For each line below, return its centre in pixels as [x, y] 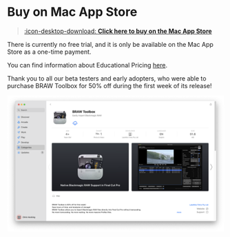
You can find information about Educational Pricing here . [87, 65]
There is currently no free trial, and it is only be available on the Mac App [110, 44]
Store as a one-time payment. [49, 52]
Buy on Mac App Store [72, 12]
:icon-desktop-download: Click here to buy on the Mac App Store [118, 31]
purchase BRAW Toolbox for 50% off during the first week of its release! [109, 85]
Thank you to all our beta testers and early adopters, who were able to [107, 78]
